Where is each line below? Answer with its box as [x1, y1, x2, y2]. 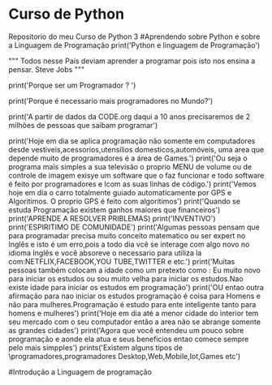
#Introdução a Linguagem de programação [8, 366, 153, 377]
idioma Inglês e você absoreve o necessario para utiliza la [8, 248, 202, 258]
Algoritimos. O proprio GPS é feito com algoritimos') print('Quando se [8, 196, 241, 206]
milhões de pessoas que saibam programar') [8, 120, 158, 130]
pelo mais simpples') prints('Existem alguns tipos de [8, 342, 183, 353]
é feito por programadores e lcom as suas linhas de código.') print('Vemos [8, 179, 257, 189]
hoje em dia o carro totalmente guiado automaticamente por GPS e [8, 187, 232, 197]
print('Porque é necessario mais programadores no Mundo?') [8, 96, 214, 105]
